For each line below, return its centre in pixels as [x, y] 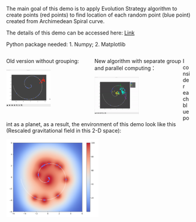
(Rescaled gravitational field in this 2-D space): [64, 131]
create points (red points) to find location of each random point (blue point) [98, 15]
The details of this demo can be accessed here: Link [71, 33]
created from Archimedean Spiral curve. [55, 21]
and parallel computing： [125, 68]
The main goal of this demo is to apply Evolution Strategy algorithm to [92, 9]
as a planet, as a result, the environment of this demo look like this [95, 124]
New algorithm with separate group [138, 61]
